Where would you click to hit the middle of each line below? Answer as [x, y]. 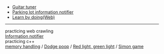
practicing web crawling [29, 31]
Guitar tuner [24, 7]
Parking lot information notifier [43, 12]
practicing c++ [20, 41]
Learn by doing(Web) [33, 17]
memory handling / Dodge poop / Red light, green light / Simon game [74, 46]
